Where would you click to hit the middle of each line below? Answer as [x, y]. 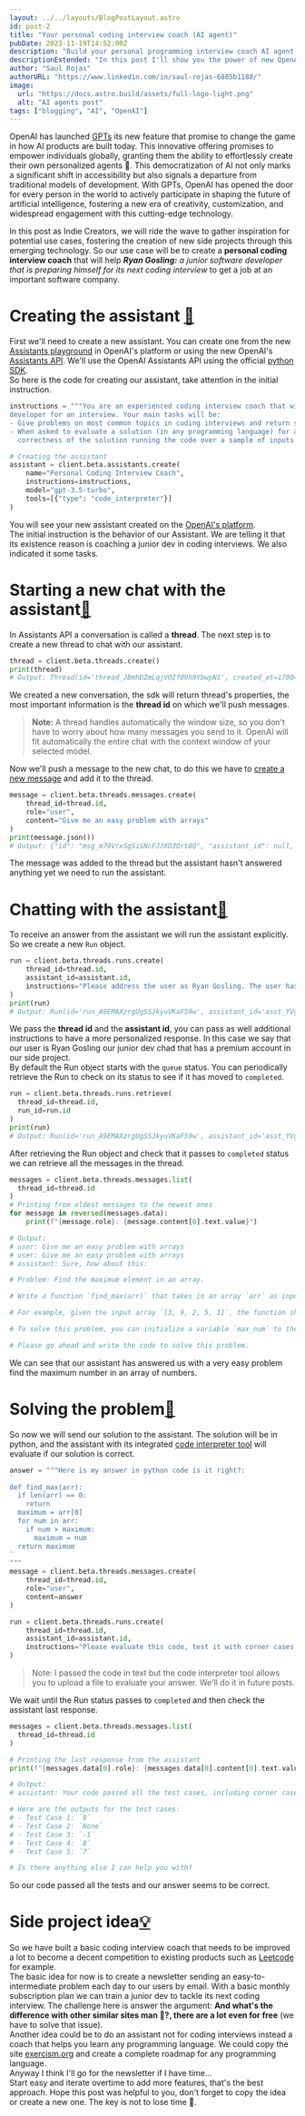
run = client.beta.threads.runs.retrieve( [91, 1094]
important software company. [64, 280]
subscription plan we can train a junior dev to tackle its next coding [135, 1996]
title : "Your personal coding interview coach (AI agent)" [123, 35]
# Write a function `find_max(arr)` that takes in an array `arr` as [144, 1296]
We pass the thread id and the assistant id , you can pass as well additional [150, 1029]
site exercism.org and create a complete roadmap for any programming [143, 2054]
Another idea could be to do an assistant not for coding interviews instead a [151, 2034]
